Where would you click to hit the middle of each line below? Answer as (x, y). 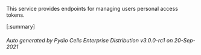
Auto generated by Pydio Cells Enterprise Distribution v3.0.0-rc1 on (90, 40)
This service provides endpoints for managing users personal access (92, 9)
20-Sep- (185, 40)
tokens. (16, 15)
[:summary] (21, 27)
